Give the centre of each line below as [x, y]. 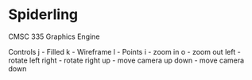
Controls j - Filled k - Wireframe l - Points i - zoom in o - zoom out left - [124, 51]
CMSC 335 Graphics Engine [54, 36]
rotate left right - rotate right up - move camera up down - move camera [126, 60]
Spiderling [43, 15]
